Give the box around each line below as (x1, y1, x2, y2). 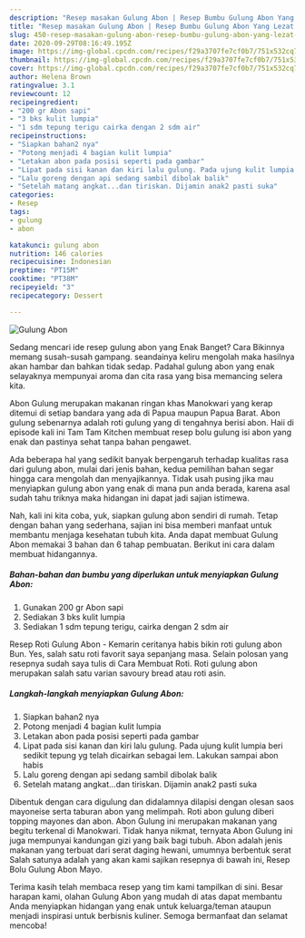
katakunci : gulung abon (9, 240, 100, 249)
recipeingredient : (9, 97, 79, 107)
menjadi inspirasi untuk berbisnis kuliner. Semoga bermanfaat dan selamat (9, 910, 289, 921)
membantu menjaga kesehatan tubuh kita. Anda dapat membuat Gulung (9, 529, 279, 540)
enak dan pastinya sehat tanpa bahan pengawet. (9, 436, 192, 447)
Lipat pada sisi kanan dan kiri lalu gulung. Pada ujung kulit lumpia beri (22, 740, 283, 751)
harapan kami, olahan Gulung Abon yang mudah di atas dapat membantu (9, 891, 283, 902)
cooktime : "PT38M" (9, 274, 79, 284)
